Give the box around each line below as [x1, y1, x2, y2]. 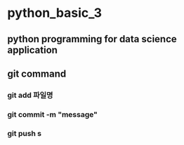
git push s [7, 128, 42, 138]
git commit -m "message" [7, 109, 98, 119]
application [7, 44, 58, 56]
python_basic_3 [7, 5, 103, 21]
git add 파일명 [7, 90, 53, 100]
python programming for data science [7, 33, 177, 45]
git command [7, 68, 67, 80]
